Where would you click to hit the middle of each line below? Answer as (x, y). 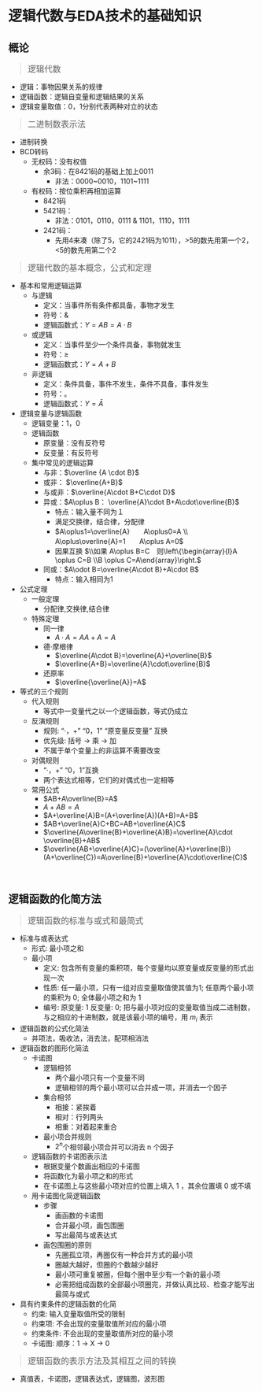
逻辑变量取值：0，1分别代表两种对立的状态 (89, 106)
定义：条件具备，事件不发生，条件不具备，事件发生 (126, 384)
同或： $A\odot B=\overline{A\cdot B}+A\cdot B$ (121, 569)
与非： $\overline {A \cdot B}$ (91, 472)
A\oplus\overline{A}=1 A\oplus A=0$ (119, 541)
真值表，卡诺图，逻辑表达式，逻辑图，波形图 (92, 1379)
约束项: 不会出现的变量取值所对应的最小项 (99, 1324)
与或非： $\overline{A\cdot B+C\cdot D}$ (109, 492)
